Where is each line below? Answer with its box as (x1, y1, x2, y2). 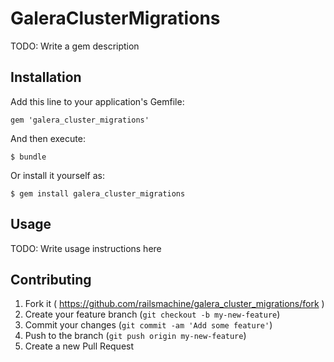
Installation (10, 69, 82, 86)
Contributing (10, 271, 92, 288)
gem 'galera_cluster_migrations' (10, 115, 150, 125)
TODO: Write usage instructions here (10, 242, 162, 254)
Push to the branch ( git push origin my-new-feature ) (24, 330, 247, 342)
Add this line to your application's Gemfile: (10, 95, 185, 107)
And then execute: (10, 132, 86, 144)
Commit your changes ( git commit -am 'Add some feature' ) (24, 319, 273, 331)
